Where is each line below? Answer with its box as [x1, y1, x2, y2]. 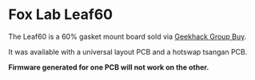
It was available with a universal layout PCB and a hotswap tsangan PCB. [8, 47, 248, 56]
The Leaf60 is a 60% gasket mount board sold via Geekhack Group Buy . [8, 32, 247, 41]
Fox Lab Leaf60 [8, 6, 114, 24]
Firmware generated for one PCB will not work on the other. [8, 62, 209, 72]
